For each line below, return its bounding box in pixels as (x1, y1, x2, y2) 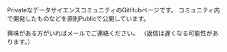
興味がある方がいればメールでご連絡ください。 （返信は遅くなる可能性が (7, 29, 213, 37)
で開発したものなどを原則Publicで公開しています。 (7, 14, 150, 23)
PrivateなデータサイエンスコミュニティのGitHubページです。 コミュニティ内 (7, 6, 220, 14)
